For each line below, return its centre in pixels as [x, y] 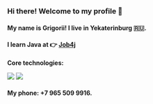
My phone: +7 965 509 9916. [50, 93]
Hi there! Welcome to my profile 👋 [65, 11]
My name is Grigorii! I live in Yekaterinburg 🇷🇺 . [77, 28]
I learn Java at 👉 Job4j [42, 45]
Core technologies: [35, 63]
